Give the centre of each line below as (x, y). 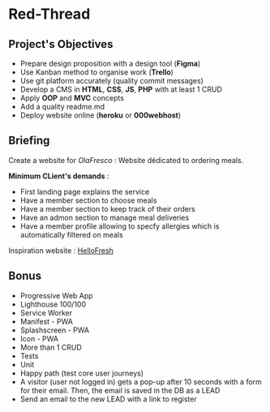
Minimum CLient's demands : (59, 176)
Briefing (29, 141)
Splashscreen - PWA (55, 330)
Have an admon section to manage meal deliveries (105, 217)
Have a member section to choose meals (88, 200)
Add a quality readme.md (62, 107)
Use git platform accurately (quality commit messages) (112, 81)
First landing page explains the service (85, 191)
